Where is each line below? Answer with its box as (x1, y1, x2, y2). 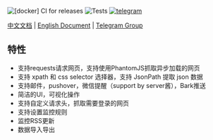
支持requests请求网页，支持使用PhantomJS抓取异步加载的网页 (17, 63, 200, 72)
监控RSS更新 (17, 116, 55, 125)
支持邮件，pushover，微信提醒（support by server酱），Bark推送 (17, 81, 207, 89)
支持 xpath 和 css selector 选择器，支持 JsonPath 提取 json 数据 (17, 72, 203, 81)
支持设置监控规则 (17, 108, 68, 116)
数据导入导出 (17, 125, 55, 134)
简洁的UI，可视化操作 (17, 90, 80, 98)
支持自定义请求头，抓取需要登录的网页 (17, 98, 129, 107)
